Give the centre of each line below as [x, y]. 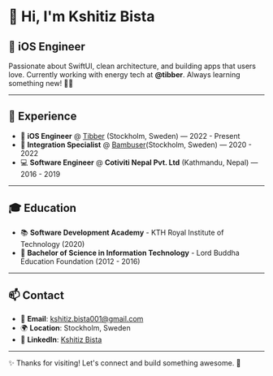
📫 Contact [37, 296]
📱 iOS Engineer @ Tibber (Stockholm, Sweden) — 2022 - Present [130, 136]
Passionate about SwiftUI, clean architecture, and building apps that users [132, 66]
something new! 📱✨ [41, 83]
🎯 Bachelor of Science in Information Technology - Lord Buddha [130, 253]
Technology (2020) [52, 244]
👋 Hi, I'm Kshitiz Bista [82, 17]
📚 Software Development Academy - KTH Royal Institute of [122, 232]
